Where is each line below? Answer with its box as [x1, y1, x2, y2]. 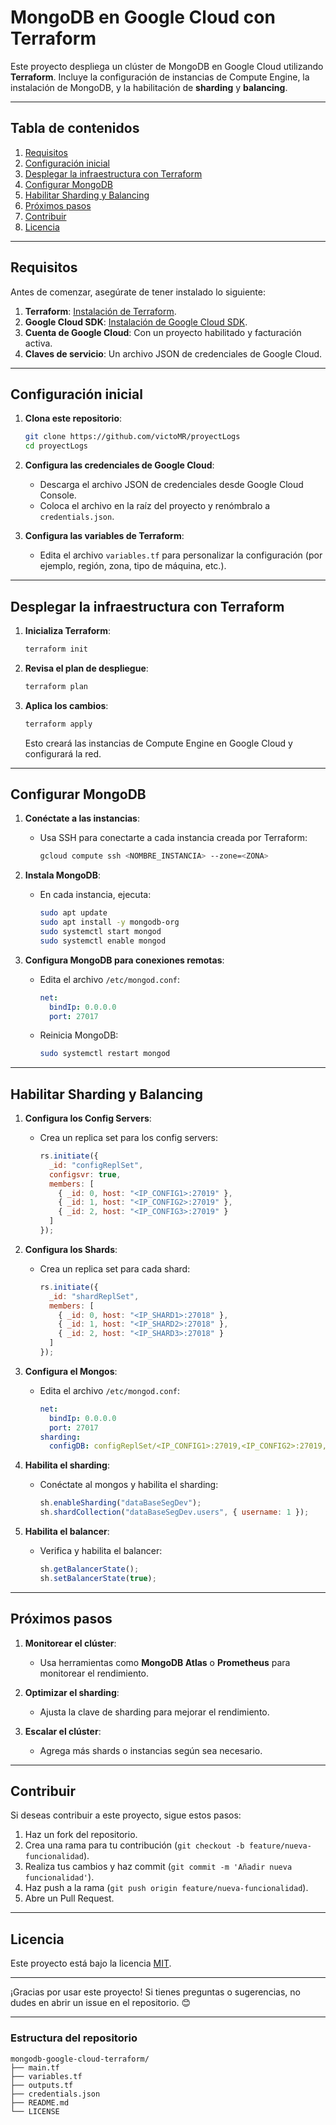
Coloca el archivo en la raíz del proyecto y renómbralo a [39, 500, 271, 512]
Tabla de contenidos [10, 120, 140, 137]
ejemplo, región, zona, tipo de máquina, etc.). [39, 560, 227, 572]
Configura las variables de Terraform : [24, 530, 185, 542]
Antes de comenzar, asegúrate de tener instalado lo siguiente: [10, 286, 267, 298]
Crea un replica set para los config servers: [39, 1132, 219, 1144]
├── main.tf [10, 2062, 60, 2073]
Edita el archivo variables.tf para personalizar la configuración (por [39, 549, 323, 561]
